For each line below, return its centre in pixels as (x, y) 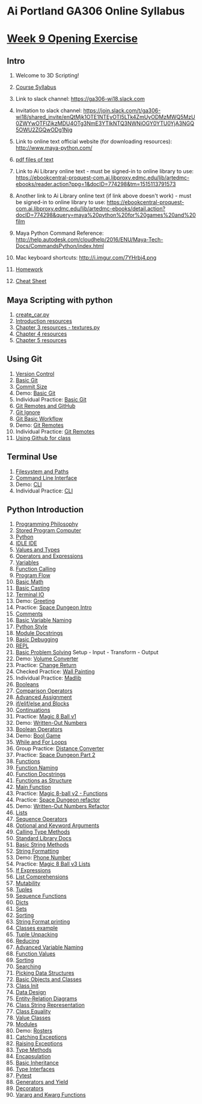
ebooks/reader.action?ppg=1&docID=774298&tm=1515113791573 (96, 184)
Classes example (37, 928)
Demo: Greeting (35, 601)
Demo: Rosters (34, 1031)
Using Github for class (43, 438)
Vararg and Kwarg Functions (50, 1095)
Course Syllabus (36, 87)
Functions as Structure (44, 780)
